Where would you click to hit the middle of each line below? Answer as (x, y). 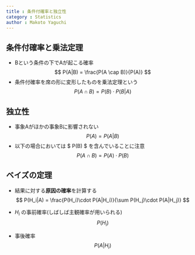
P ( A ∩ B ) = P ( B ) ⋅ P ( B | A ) (103, 92)
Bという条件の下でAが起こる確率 (54, 63)
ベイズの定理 (29, 175)
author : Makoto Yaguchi (36, 22)
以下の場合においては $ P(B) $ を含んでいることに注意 (80, 146)
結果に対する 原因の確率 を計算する (56, 190)
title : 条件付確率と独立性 (36, 11)
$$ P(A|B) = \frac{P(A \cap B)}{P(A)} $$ (103, 72)
